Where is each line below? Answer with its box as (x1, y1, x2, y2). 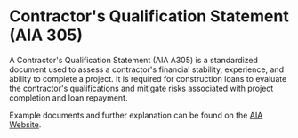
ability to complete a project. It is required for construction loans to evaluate (9, 73, 287, 84)
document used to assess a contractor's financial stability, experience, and (9, 64, 285, 75)
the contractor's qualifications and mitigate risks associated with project (9, 83, 274, 93)
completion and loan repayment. (9, 92, 128, 103)
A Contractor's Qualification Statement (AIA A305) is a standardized (9, 54, 258, 65)
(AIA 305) (9, 25, 83, 45)
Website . (9, 118, 42, 130)
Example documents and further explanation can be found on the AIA (9, 110, 263, 120)
